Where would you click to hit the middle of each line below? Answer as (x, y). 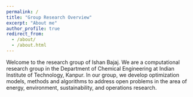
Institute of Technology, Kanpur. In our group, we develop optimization (93, 75)
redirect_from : (25, 34)
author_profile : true (33, 28)
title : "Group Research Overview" (49, 17)
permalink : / (22, 12)
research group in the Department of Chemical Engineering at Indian (91, 68)
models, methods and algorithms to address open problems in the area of (96, 81)
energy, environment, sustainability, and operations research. (82, 87)
